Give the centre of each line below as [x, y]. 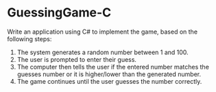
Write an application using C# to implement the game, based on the [102, 32]
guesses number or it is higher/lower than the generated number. [109, 74]
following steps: [29, 38]
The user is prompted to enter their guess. [77, 59]
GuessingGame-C [59, 13]
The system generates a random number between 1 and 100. [103, 52]
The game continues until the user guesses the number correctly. [109, 81]
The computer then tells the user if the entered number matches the [113, 67]
